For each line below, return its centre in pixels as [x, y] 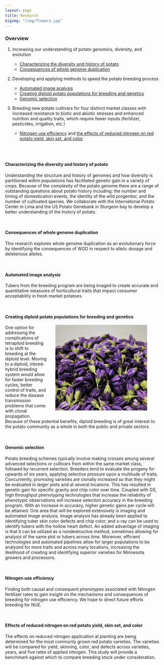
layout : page [18, 10]
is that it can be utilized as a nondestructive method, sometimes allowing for [82, 531]
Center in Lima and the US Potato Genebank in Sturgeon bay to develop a [79, 207]
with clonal [16, 411]
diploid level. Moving [26, 359]
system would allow [25, 374]
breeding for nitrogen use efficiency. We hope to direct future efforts [74, 599]
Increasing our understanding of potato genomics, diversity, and [77, 49]
